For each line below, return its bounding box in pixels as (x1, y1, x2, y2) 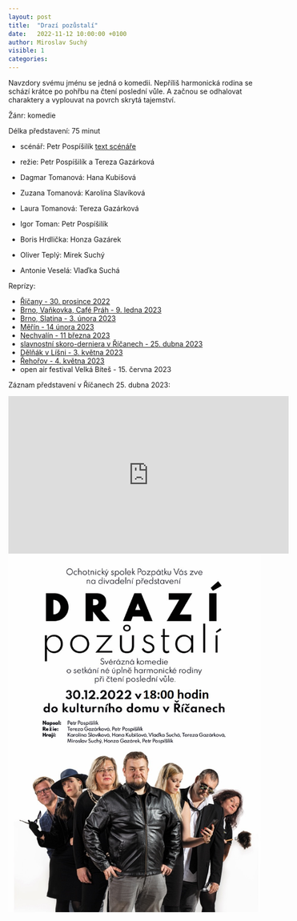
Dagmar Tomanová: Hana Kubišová (19, 173, 136, 182)
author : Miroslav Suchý (8, 38, 88, 46)
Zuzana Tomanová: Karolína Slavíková (19, 188, 146, 198)
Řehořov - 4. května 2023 (19, 356, 105, 366)
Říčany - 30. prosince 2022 (19, 297, 110, 306)
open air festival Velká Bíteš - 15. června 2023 (19, 365, 172, 374)
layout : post (8, 13, 52, 21)
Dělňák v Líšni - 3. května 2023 (19, 348, 123, 357)
